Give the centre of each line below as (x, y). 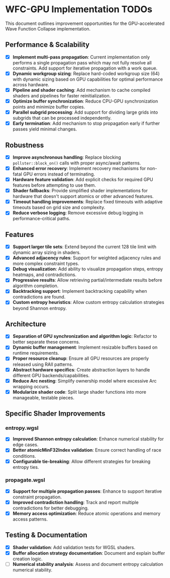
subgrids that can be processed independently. (62, 118)
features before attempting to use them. (54, 185)
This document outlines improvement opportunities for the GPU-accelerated (85, 23)
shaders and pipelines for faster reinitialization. (62, 95)
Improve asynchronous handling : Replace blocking (67, 157)
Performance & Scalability (47, 45)
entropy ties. (26, 467)
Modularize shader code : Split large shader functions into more (79, 392)
